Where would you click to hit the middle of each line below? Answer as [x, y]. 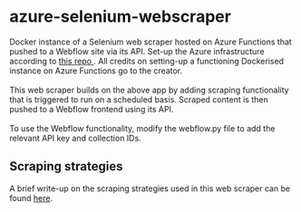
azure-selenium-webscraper [120, 17]
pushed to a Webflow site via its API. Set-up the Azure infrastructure [137, 51]
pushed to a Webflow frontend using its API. [92, 109]
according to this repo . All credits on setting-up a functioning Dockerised [146, 61]
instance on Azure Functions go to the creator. [96, 71]
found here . [31, 198]
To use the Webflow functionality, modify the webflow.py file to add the [142, 128]
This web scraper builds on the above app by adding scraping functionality [149, 90]
